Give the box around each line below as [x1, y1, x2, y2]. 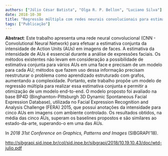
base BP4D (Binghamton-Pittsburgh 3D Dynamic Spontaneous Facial [5, 94, 147, 100]
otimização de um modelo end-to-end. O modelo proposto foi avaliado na [5, 88, 157, 94]
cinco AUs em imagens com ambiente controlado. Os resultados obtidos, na [5, 110, 162, 116]
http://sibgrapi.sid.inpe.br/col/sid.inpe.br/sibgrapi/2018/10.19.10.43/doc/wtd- [5, 140, 162, 146]
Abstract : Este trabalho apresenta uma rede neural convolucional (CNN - [5, 35, 156, 41]
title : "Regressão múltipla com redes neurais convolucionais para [5, 17, 149, 22]
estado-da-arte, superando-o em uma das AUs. [5, 120, 103, 126]
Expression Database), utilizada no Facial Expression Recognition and [5, 99, 148, 105]
